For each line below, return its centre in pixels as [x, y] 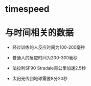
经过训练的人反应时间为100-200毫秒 [49, 47]
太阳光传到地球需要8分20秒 [40, 79]
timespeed [27, 9]
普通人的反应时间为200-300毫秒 [45, 58]
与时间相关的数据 [40, 33]
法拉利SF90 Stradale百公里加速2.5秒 [49, 68]
